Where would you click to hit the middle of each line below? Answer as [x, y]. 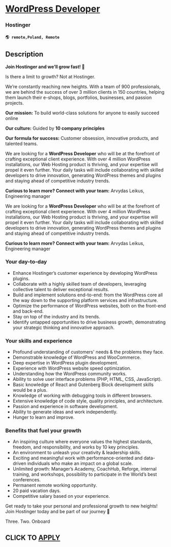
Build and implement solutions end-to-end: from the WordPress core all [88, 295]
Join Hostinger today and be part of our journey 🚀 [58, 512]
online [12, 118]
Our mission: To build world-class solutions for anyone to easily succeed [82, 113]
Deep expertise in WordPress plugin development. [65, 363]
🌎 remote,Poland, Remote [32, 37]
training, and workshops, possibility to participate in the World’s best [85, 474]
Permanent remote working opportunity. [55, 485]
